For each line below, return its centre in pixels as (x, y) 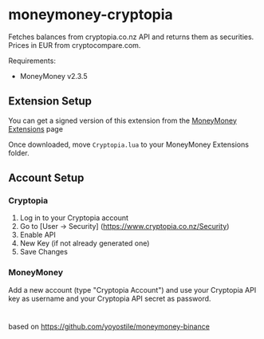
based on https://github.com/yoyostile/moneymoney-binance (109, 326)
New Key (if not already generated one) (85, 243)
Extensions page (36, 128)
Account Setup (46, 178)
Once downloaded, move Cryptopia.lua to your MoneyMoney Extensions (129, 144)
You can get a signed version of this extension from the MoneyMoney (123, 120)
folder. (19, 152)
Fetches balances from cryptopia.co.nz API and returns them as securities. (131, 37)
